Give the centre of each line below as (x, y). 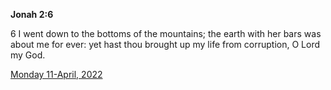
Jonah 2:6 (32, 14)
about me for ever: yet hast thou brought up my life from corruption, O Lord (165, 44)
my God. (28, 55)
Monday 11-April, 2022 (56, 74)
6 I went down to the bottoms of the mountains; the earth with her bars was (166, 33)
